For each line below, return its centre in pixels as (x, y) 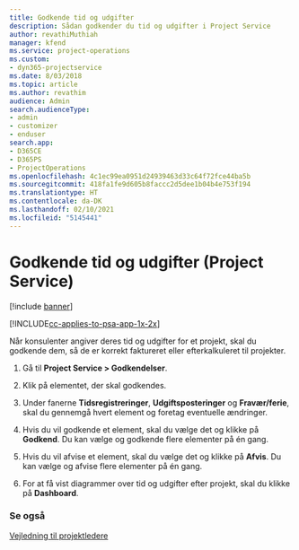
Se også (27, 516)
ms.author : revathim (48, 92)
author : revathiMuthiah (54, 34)
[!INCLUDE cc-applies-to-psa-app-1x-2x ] (85, 323)
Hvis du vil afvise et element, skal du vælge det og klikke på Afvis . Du (152, 456)
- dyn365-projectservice (56, 68)
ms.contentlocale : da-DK (56, 201)
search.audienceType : (50, 109)
